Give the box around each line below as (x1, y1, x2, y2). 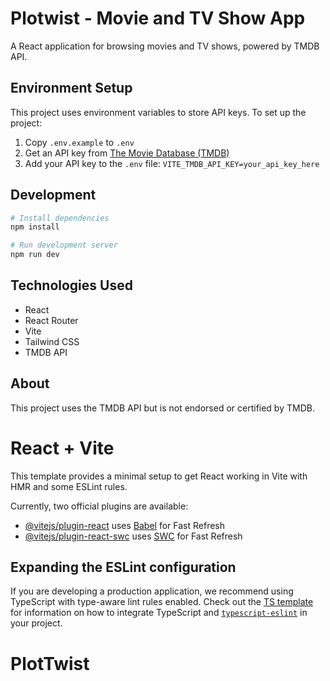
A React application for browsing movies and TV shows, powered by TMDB (10, 40, 320, 52)
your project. (10, 617, 63, 629)
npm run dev (10, 250, 60, 260)
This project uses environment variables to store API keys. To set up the (10, 106, 307, 118)
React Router (24, 314, 79, 326)
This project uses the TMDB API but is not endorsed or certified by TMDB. (10, 402, 315, 414)
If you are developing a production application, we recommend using (10, 585, 294, 597)
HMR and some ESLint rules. (10, 480, 128, 492)
